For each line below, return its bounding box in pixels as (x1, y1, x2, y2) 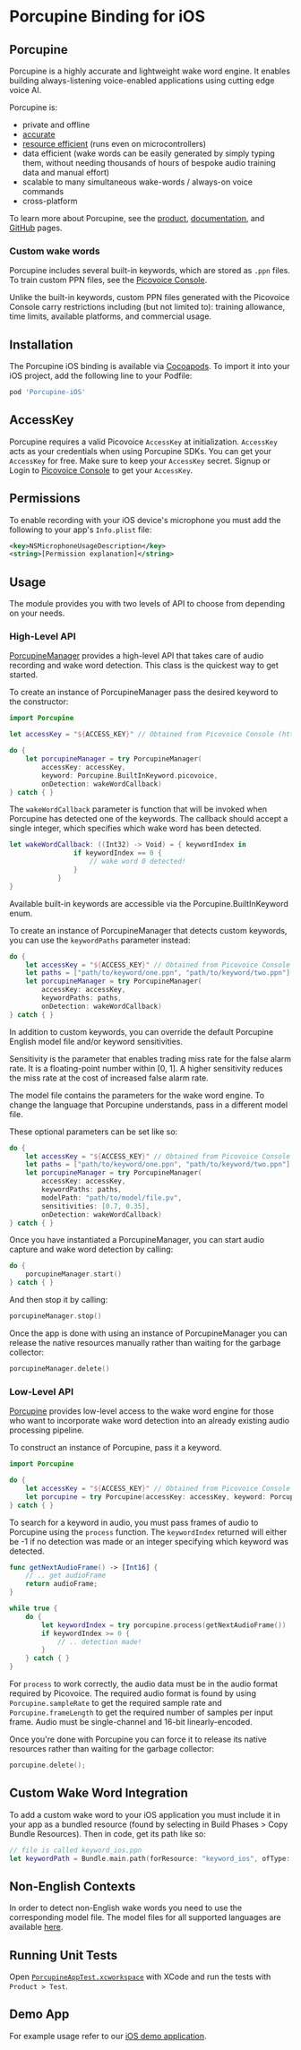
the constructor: (9, 696, 69, 707)
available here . (9, 1922, 64, 1933)
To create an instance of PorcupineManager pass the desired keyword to (9, 687, 279, 698)
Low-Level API (9, 1385, 74, 1398)
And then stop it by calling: (9, 1295, 108, 1305)
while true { (9, 1604, 58, 1614)
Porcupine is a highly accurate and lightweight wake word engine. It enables (9, 65, 291, 76)
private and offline (21, 119, 90, 130)
